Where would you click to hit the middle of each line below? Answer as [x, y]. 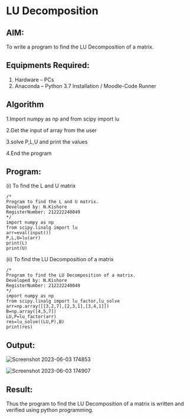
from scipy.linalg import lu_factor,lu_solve [63, 301]
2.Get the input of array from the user [52, 130]
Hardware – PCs [34, 79]
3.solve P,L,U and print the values [47, 142]
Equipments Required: [48, 65]
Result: [19, 389]
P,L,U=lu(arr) [24, 238]
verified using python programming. [50, 410]
